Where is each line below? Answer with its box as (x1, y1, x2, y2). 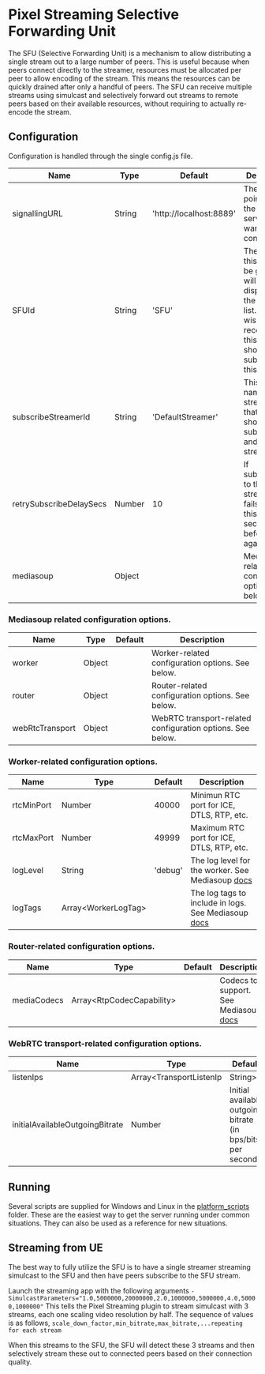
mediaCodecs (12, 994, 64, 1005)
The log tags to (190, 887, 247, 898)
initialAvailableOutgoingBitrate (12, 1119, 124, 1130)
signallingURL (12, 208, 63, 219)
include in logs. (190, 898, 247, 909)
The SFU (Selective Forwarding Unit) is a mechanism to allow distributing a (8, 48, 252, 58)
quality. (8, 1357, 32, 1366)
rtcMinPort (12, 800, 52, 811)
